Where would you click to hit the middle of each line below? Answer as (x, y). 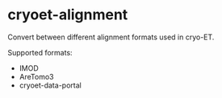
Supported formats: (40, 52)
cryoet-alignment (68, 15)
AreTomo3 (36, 76)
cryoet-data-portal (50, 85)
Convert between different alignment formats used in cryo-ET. (111, 37)
